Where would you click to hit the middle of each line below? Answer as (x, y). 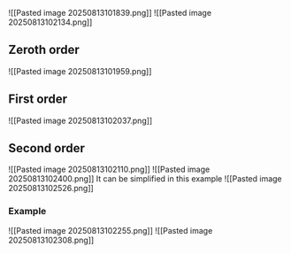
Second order (46, 148)
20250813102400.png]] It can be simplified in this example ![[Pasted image (145, 179)
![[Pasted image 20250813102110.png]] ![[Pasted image (109, 169)
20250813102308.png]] (51, 240)
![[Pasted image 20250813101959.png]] (80, 71)
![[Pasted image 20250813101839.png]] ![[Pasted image (110, 13)
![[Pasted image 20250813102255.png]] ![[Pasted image (111, 230)
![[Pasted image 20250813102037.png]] (80, 120)
